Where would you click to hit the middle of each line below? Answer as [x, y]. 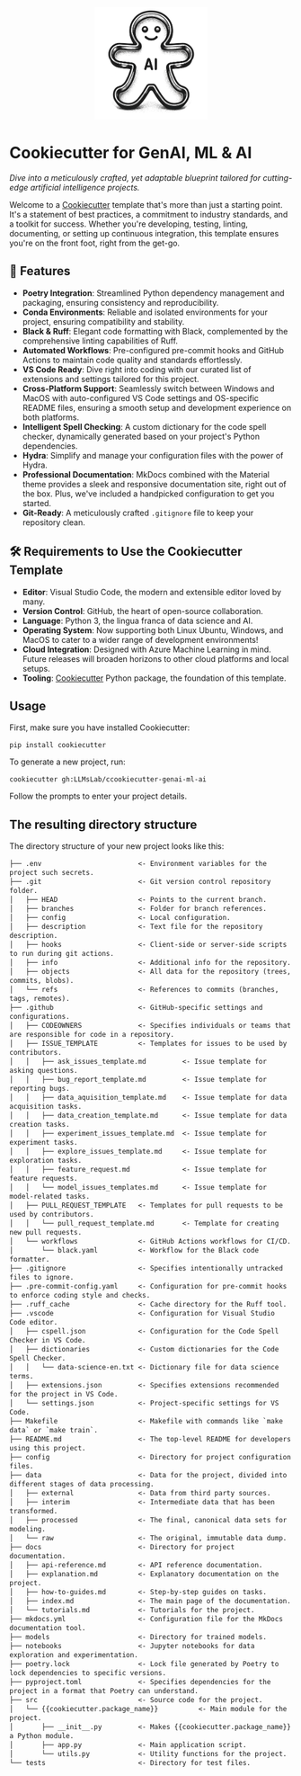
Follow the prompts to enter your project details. [98, 796]
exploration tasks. [46, 1161]
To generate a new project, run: [67, 762]
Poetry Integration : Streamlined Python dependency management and [153, 293]
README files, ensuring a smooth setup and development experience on [157, 407]
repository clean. [53, 522]
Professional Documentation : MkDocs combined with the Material [146, 474]
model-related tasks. [50, 1197]
